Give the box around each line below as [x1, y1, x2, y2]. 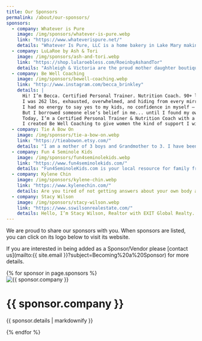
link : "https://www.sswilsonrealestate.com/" [17, 205, 133, 211]
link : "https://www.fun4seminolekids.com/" [17, 160, 128, 166]
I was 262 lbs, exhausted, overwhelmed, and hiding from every [22, 98, 185, 104]
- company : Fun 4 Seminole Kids [11, 149, 93, 155]
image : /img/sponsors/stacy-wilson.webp [17, 199, 120, 205]
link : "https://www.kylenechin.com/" [17, 183, 112, 189]
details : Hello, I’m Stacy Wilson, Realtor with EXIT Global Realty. [17, 210, 195, 217]
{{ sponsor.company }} [6, 297, 124, 311]
